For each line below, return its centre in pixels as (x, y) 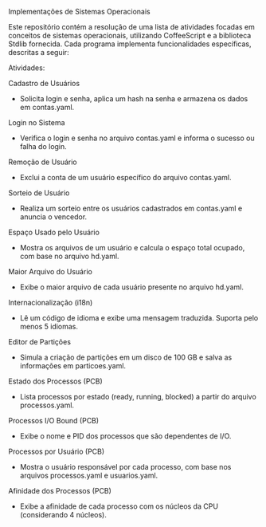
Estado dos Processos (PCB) (56, 381)
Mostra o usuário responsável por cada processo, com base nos (125, 467)
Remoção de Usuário (43, 162)
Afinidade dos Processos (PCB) (60, 491)
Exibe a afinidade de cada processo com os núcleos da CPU (119, 506)
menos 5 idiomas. (49, 326)
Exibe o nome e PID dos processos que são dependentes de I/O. (125, 436)
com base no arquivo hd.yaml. (69, 256)
